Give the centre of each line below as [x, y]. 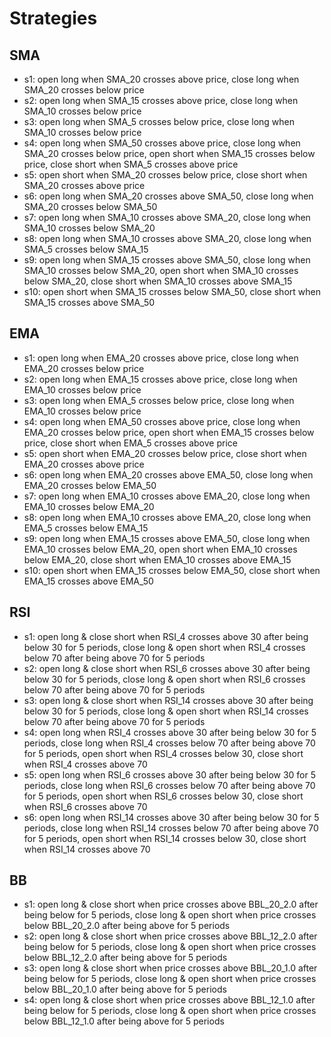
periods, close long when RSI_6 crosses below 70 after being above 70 [169, 785]
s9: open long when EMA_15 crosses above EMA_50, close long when [167, 538]
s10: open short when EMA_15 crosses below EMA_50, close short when [172, 570]
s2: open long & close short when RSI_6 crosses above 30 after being [167, 668]
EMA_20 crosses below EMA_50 [90, 485]
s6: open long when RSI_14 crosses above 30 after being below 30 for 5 [171, 817]
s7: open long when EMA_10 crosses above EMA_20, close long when [167, 496]
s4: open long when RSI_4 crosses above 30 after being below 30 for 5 [170, 732]
